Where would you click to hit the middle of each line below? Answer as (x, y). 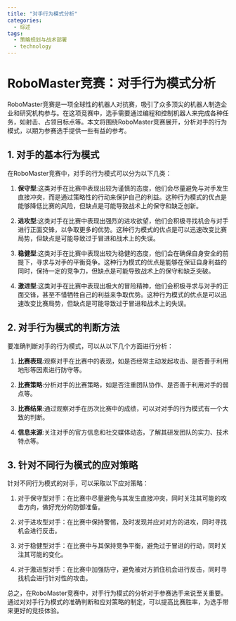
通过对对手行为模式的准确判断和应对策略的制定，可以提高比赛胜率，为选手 (115, 602)
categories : (25, 20)
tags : (15, 33)
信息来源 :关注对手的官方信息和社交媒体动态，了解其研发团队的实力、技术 (123, 432)
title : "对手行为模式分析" (42, 14)
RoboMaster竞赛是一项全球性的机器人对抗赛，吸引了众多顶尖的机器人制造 (114, 104)
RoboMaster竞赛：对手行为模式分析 (112, 83)
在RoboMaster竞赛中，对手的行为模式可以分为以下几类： (90, 173)
